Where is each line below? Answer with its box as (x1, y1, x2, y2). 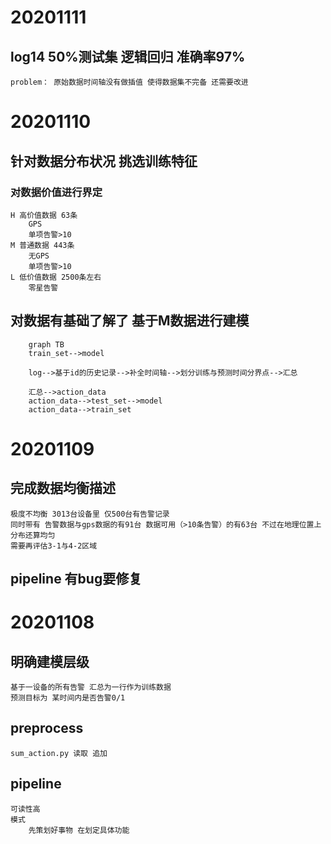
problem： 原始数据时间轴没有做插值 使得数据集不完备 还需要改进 (10, 77, 249, 87)
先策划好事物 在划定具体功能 (28, 825, 130, 835)
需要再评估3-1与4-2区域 (10, 541, 98, 551)
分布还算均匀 (10, 530, 56, 540)
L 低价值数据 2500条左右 (10, 272, 102, 282)
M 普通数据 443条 (10, 240, 75, 250)
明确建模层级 (10, 653, 90, 670)
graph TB (28, 339, 65, 350)
